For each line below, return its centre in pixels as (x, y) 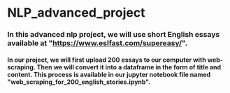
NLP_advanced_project (76, 13)
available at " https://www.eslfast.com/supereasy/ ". (98, 43)
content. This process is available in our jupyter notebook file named (109, 74)
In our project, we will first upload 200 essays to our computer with (107, 60)
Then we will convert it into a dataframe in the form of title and (129, 67)
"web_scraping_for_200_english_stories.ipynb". (79, 82)
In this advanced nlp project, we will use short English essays (114, 35)
